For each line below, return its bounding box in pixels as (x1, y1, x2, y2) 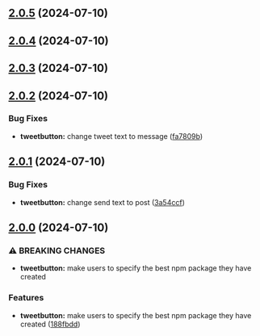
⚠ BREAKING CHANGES (8, 245, 106, 256)
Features (8, 292, 44, 304)
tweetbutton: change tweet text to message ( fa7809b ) (19, 131, 203, 141)
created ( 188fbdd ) (19, 319, 81, 329)
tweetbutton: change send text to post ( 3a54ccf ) (19, 197, 186, 207)
